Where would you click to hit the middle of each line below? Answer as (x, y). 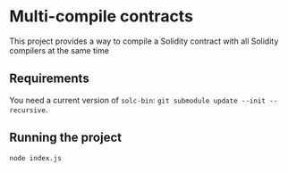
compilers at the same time (59, 50)
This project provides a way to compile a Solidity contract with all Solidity (144, 41)
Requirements (49, 79)
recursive (28, 110)
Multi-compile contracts (102, 16)
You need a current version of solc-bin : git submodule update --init (138, 100)
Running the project (66, 138)
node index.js (36, 158)
